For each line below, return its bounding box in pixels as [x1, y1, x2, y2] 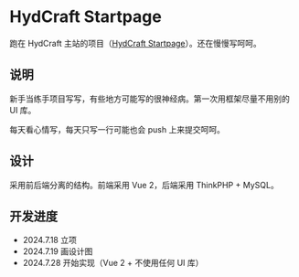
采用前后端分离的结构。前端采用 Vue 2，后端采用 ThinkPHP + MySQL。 [9, 179, 279, 190]
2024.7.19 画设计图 [22, 246, 93, 257]
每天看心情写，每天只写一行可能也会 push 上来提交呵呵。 [9, 123, 226, 134]
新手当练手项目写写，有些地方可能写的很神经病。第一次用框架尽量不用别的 [9, 93, 290, 104]
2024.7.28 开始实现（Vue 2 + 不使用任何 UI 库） [22, 258, 204, 269]
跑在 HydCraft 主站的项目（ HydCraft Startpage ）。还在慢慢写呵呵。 [9, 37, 262, 48]
